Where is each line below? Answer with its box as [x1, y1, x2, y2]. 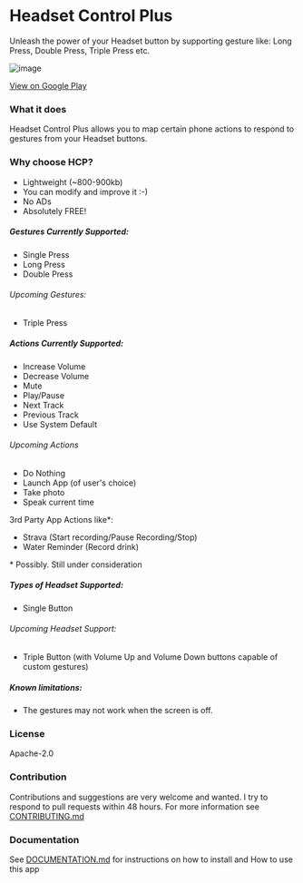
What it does [9, 103, 67, 115]
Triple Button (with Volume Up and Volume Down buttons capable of [22, 652, 279, 662]
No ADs [22, 196, 52, 207]
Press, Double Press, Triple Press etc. [9, 44, 151, 55]
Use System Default [22, 418, 98, 429]
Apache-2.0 [9, 748, 54, 759]
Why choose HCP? [9, 156, 93, 169]
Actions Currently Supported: [9, 338, 124, 349]
